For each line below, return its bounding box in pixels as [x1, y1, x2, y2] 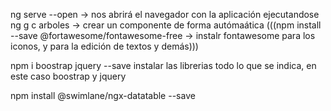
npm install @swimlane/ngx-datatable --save [10, 90, 196, 101]
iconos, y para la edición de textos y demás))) [10, 40, 199, 52]
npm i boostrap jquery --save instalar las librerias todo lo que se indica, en [10, 60, 317, 71]
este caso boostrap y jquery [10, 70, 127, 82]
